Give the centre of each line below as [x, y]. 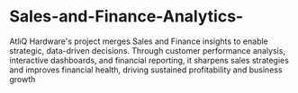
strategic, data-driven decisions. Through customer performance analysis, [148, 50]
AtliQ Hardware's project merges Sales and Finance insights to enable [139, 41]
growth [23, 79]
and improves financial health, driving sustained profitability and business [146, 70]
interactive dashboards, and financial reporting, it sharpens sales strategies [149, 60]
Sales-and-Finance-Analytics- [126, 17]
